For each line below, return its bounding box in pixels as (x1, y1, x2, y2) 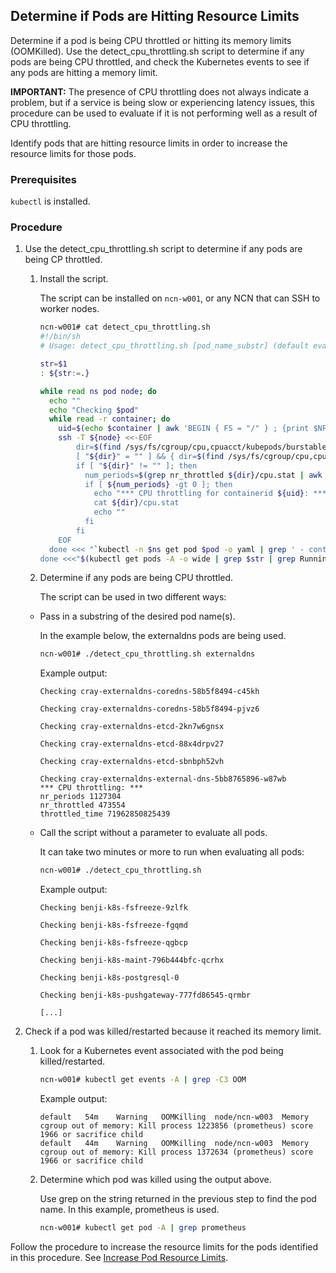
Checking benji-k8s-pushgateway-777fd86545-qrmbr (39, 990, 252, 1001)
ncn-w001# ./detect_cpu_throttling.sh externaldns (39, 649, 256, 659)
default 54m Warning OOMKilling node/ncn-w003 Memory (39, 1112, 310, 1123)
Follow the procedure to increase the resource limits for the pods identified (10, 1240, 319, 1253)
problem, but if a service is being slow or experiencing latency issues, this (10, 96, 315, 108)
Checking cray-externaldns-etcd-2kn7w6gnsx (39, 722, 225, 732)
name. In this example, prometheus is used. (39, 1204, 220, 1216)
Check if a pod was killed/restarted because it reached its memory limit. (24, 1025, 322, 1038)
